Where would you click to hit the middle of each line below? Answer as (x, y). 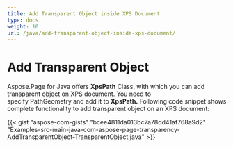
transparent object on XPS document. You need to (79, 94)
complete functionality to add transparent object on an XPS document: (109, 109)
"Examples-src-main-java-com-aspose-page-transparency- (94, 130)
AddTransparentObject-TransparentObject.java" (76, 137)
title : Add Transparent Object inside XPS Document (83, 14)
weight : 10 (23, 26)
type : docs (23, 20)
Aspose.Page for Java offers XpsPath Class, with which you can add (106, 87)
